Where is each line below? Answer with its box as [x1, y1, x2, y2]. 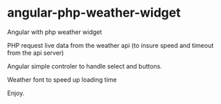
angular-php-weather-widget [7, 5, 182, 21]
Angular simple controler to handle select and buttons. [7, 62, 163, 70]
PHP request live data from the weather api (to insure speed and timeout [7, 41, 214, 49]
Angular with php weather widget [7, 28, 103, 36]
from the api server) [7, 49, 64, 57]
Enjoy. [7, 89, 25, 97]
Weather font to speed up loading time [7, 75, 117, 84]
